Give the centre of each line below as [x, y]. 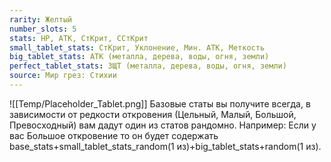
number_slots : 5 [43, 29]
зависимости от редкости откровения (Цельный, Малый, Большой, [153, 114]
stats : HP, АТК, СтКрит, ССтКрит [79, 38]
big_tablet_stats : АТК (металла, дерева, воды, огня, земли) [139, 57]
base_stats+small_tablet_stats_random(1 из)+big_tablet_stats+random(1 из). [165, 146]
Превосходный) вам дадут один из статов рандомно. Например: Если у [163, 125]
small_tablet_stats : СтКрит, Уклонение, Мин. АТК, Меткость [137, 47]
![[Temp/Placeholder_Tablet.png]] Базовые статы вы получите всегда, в [160, 103]
